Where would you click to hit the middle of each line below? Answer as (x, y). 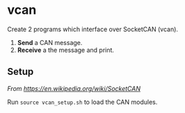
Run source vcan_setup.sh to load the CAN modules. (82, 102)
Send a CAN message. (50, 42)
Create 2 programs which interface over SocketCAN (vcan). (93, 29)
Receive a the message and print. (66, 50)
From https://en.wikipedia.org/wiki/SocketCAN (74, 88)
